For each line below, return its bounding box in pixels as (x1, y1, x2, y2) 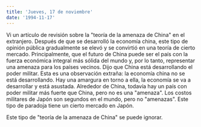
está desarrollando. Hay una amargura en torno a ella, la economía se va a (6, 76, 191, 83)
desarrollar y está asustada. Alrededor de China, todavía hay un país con (6, 82, 187, 90)
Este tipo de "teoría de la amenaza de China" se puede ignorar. (6, 113, 163, 121)
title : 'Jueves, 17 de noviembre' (6, 8, 94, 15)
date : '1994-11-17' (6, 15, 56, 21)
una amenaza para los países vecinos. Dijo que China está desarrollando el (6, 63, 193, 70)
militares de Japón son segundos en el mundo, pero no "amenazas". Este (6, 95, 189, 103)
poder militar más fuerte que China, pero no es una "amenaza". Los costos (6, 89, 192, 96)
